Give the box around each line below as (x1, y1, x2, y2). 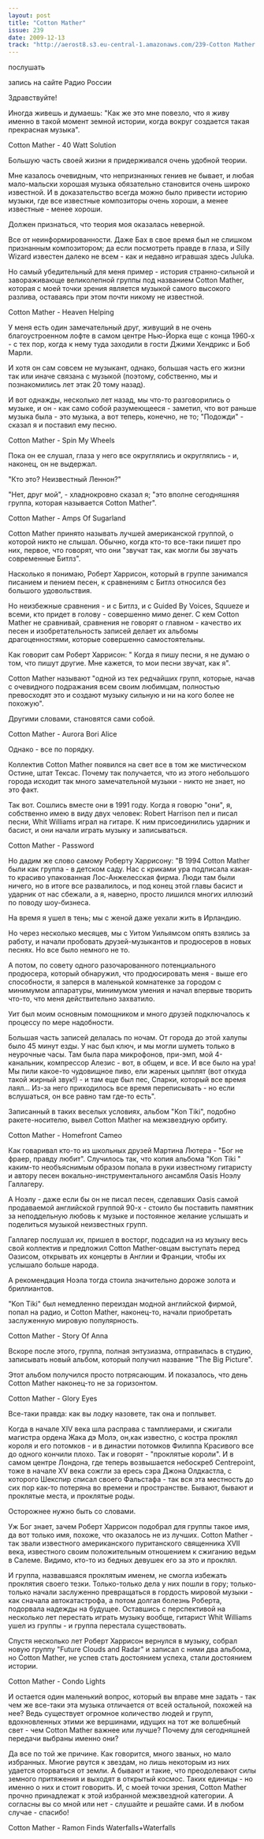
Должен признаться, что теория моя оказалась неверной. (8, 220, 205, 229)
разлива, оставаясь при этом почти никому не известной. (8, 293, 205, 302)
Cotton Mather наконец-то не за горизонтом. (8, 1378, 158, 1388)
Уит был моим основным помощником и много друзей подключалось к (8, 1009, 251, 1019)
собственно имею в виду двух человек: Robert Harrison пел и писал (8, 809, 238, 819)
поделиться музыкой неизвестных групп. (8, 1220, 148, 1229)
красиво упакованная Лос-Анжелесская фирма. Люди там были (17, 873, 236, 882)
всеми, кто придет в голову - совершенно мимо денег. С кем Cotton (8, 610, 240, 619)
